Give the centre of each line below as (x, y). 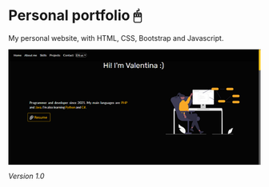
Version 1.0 (26, 176)
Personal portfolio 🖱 (75, 16)
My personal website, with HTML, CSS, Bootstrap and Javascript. (116, 38)
